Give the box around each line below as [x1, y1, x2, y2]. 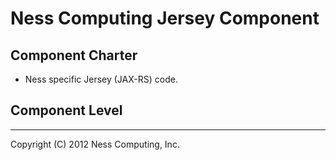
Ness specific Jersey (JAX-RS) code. [24, 73, 178, 85]
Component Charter [10, 47, 138, 64]
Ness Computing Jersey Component [10, 7, 320, 30]
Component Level [10, 102, 123, 119]
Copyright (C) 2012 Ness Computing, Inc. [10, 138, 180, 150]
